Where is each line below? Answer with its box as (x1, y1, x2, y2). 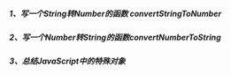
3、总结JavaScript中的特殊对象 (9, 56, 126, 66)
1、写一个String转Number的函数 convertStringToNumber (9, 8, 222, 19)
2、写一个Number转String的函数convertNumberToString (9, 32, 221, 42)
